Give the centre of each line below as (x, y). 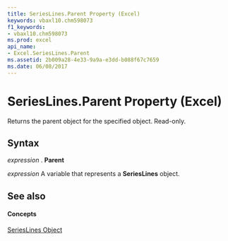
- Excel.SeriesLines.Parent (49, 54)
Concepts (22, 214)
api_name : (22, 47)
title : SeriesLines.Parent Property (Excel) (74, 14)
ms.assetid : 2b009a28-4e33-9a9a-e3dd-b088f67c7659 (83, 60)
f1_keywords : (26, 27)
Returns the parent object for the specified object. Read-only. (97, 121)
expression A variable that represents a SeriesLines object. (94, 174)
